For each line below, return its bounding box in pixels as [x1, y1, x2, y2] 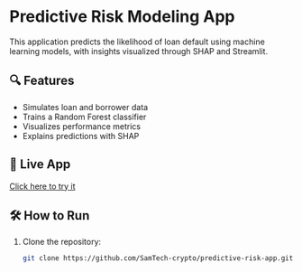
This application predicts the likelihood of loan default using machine [9, 36, 266, 47]
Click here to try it [9, 181, 76, 192]
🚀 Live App [9, 156, 71, 173]
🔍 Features [9, 73, 75, 89]
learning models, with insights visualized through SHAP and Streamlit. [9, 45, 269, 56]
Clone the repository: [22, 237, 102, 248]
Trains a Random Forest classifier [22, 111, 147, 122]
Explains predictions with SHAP [22, 130, 140, 141]
